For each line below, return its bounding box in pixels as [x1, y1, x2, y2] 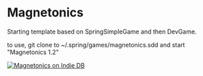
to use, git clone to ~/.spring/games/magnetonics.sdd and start [7, 40, 185, 49]
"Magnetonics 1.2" [7, 48, 59, 56]
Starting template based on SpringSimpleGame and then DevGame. [7, 27, 197, 36]
